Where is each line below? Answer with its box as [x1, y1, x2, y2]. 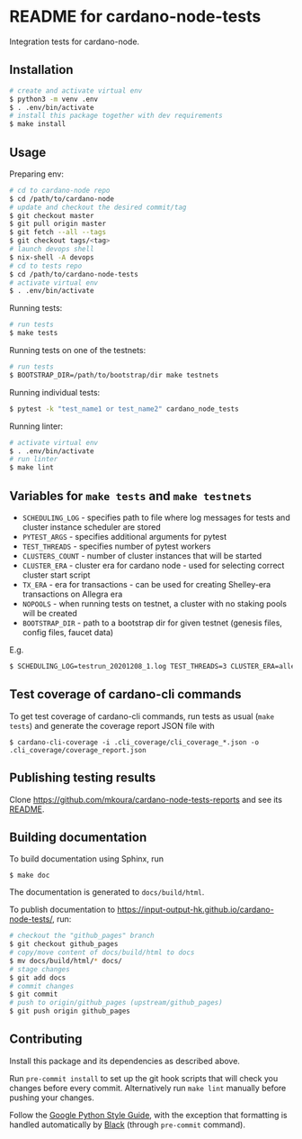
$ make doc [9, 871, 50, 880]
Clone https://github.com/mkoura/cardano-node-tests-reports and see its [9, 794, 283, 805]
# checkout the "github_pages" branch [9, 931, 155, 941]
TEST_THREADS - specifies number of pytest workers [22, 541, 211, 551]
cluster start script [22, 569, 91, 580]
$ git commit [9, 989, 58, 999]
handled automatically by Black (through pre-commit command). [9, 1119, 245, 1130]
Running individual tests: [9, 387, 101, 397]
